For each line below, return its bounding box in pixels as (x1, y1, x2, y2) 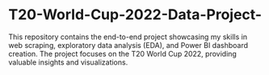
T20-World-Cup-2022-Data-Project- (8, 6, 263, 24)
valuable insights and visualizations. (8, 57, 128, 67)
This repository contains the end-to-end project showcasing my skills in (8, 32, 248, 41)
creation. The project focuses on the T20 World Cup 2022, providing (8, 49, 237, 58)
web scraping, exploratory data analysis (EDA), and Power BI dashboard (8, 40, 249, 49)
